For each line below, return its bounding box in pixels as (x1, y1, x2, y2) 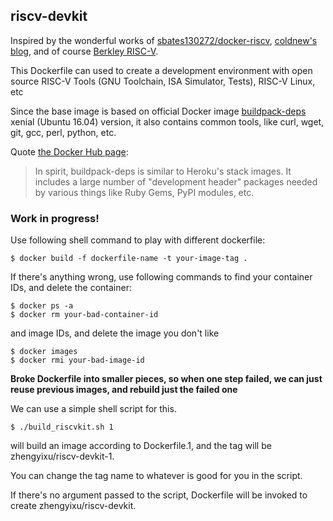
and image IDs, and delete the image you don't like (10, 327, 220, 339)
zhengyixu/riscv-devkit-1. (10, 450, 115, 463)
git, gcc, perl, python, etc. (10, 126, 117, 138)
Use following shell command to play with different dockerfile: (10, 234, 266, 246)
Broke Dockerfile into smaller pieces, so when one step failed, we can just (10, 373, 323, 385)
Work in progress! (10, 211, 100, 225)
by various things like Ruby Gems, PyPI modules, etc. (34, 186, 255, 198)
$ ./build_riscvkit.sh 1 (10, 422, 114, 433)
